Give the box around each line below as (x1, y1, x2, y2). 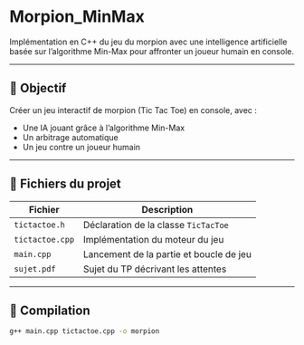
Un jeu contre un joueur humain (22, 141, 141, 152)
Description (141, 203, 194, 216)
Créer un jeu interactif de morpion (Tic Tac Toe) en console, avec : (9, 104, 258, 115)
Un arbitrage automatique (22, 131, 119, 142)
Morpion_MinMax (9, 6, 145, 27)
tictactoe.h (14, 219, 66, 230)
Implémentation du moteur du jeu (82, 233, 224, 245)
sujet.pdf (14, 264, 56, 273)
